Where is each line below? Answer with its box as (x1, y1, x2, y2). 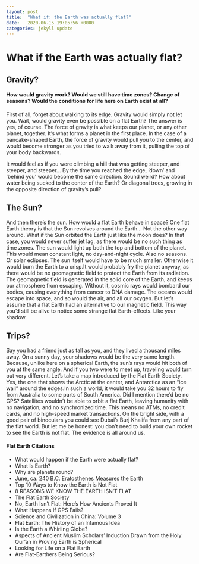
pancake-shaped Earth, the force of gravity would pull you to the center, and (6, 136, 194, 144)
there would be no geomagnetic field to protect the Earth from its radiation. (6, 269, 190, 276)
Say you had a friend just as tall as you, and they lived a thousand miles (6, 347, 181, 354)
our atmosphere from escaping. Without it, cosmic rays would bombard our (6, 282, 191, 289)
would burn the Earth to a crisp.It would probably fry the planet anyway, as (6, 263, 189, 270)
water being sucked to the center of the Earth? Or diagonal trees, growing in (6, 179, 192, 186)
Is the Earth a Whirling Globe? (14, 525, 88, 532)
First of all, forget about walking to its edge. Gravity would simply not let (6, 111, 182, 118)
